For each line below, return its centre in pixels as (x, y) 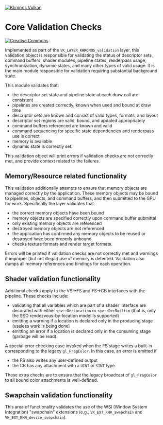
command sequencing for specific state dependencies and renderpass (83, 131)
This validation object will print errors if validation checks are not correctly (79, 156)
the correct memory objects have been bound (58, 213)
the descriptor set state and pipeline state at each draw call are (75, 94)
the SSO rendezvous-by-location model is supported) (66, 316)
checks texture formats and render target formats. (62, 244)
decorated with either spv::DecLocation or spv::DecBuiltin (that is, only (84, 310)
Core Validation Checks (53, 27)
